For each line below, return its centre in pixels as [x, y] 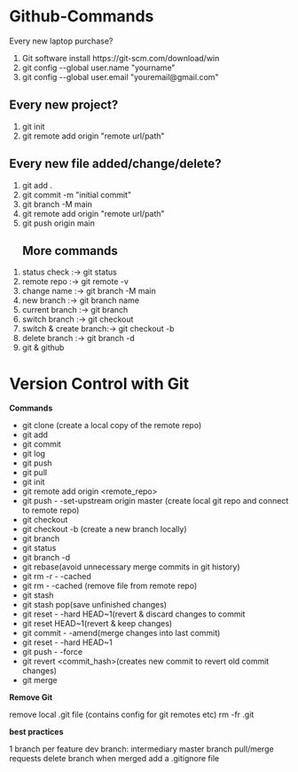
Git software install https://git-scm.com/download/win [121, 58]
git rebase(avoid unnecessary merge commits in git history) [131, 567]
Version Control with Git [99, 383]
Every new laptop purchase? [61, 41]
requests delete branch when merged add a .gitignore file [114, 759]
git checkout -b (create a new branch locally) [105, 529]
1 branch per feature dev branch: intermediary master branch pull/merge [141, 749]
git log [34, 454]
